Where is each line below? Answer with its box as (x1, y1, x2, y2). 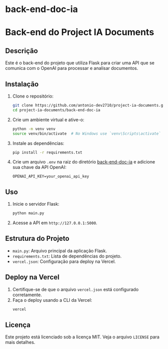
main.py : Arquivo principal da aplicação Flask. (12, 247, 107, 253)
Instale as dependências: (12, 140, 64, 146)
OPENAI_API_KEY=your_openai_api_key (12, 174, 89, 179)
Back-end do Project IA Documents (5, 27, 154, 38)
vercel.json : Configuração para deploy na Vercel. (12, 258, 116, 265)
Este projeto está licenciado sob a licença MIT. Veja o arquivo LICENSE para (5, 334, 159, 340)
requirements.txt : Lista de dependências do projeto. (12, 253, 122, 259)
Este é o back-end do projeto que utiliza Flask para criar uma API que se (5, 60, 154, 66)
